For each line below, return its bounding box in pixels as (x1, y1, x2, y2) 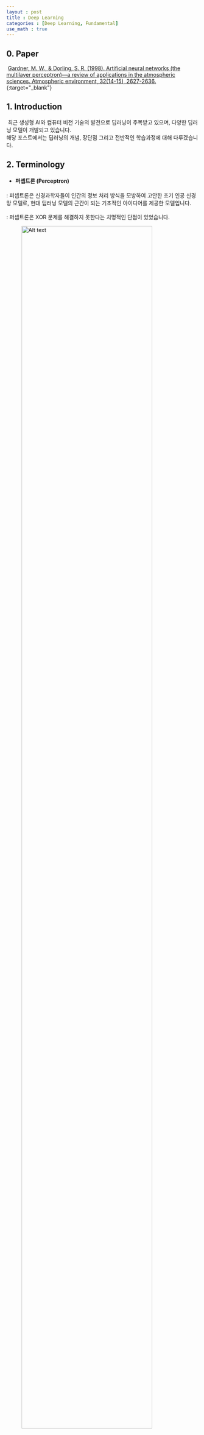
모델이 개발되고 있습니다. (12, 126, 72, 133)
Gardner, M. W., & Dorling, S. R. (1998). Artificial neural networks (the (7, 65, 181, 72)
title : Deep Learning (6, 15, 64, 21)
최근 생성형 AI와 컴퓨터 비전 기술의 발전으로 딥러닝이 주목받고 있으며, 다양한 (7, 118, 187, 125)
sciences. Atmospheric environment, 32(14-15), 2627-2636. (6, 77, 157, 85)
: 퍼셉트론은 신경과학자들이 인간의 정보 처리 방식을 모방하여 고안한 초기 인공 (6, 192, 185, 199)
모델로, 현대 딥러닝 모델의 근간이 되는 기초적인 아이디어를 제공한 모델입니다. (12, 199, 192, 207)
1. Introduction (6, 102, 62, 112)
